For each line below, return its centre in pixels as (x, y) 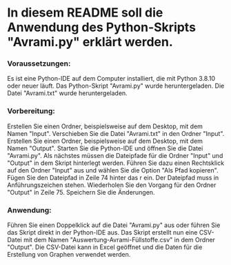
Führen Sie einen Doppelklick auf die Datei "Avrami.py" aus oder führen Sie (114, 225)
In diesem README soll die (85, 13)
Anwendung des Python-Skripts (102, 27)
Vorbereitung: (31, 111)
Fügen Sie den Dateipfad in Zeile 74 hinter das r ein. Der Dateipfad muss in (113, 177)
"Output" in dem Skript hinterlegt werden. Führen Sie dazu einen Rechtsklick (116, 163)
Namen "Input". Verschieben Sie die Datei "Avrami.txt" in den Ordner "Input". (116, 133)
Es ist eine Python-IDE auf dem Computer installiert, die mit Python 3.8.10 (111, 79)
